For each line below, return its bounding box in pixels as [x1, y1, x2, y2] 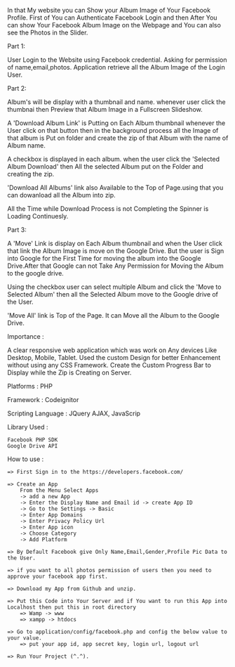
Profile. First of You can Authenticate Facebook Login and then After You [7, 13, 217, 22]
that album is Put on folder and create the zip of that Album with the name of [7, 134, 229, 142]
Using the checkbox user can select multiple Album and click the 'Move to [7, 283, 222, 291]
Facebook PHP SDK [7, 436, 58, 443]
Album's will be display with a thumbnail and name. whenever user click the [7, 98, 226, 106]
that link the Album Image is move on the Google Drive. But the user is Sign [7, 247, 224, 255]
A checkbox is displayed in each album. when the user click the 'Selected [7, 155, 220, 163]
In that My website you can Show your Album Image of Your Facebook [7, 6, 211, 14]
